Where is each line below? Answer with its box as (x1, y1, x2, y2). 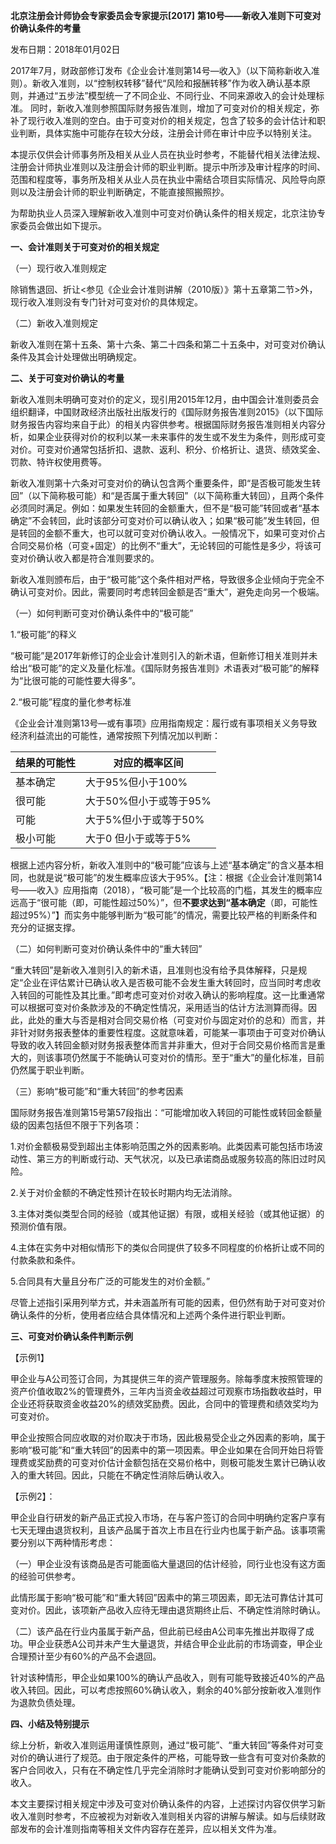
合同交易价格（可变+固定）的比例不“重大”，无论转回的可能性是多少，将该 (10, 540, 313, 551)
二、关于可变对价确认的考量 (10, 372, 125, 384)
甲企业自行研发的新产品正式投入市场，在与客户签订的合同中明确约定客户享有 (10, 1512, 326, 1523)
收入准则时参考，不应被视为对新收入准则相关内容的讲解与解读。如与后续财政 (10, 1810, 326, 1822)
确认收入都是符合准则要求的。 (36, 552, 160, 564)
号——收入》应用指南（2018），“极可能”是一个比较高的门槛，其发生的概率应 (10, 884, 323, 896)
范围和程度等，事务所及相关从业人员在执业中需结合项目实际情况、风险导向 (10, 174, 317, 185)
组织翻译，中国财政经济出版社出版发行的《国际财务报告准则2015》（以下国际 (10, 406, 324, 418)
